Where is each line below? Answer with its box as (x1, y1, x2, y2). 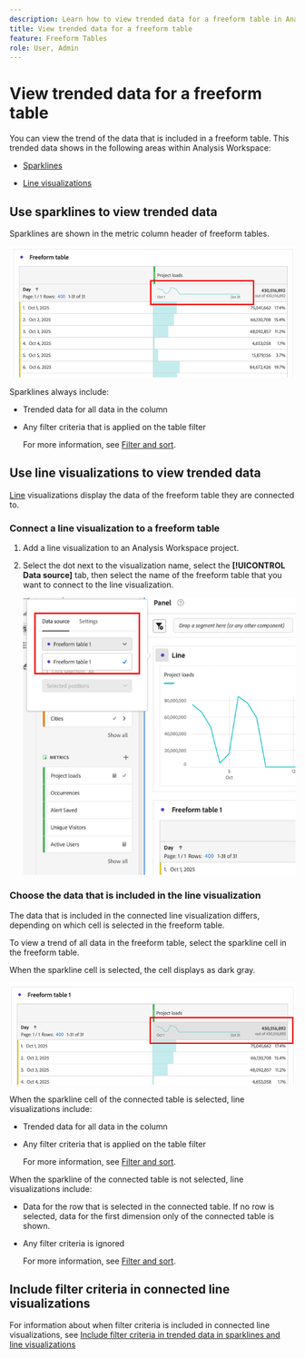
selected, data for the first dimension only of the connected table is (22, 1210, 275, 1221)
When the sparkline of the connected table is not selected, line (9, 1174, 244, 1185)
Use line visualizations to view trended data (9, 466, 261, 481)
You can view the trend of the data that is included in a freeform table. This (9, 133, 290, 144)
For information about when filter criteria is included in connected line (9, 1320, 271, 1331)
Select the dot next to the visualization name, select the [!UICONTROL (22, 560, 286, 571)
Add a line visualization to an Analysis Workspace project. (22, 543, 240, 554)
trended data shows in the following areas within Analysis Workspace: (9, 143, 271, 153)
